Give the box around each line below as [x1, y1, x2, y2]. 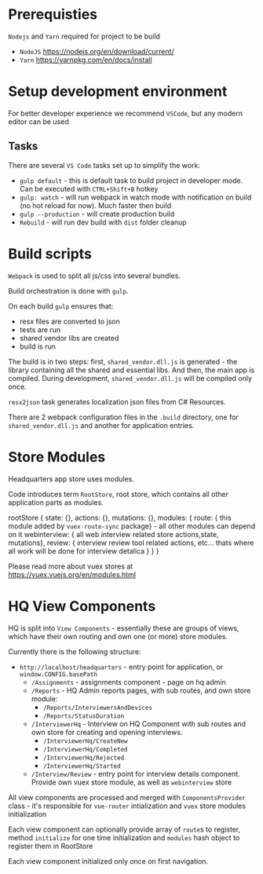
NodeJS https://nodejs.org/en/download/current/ [19, 46, 174, 56]
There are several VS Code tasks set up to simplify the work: [8, 160, 200, 170]
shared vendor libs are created [19, 333, 119, 342]
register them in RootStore [8, 841, 93, 850]
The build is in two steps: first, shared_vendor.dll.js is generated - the [8, 357, 238, 366]
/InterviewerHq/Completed [42, 745, 128, 753]
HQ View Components [8, 597, 156, 615]
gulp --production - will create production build [19, 209, 175, 218]
